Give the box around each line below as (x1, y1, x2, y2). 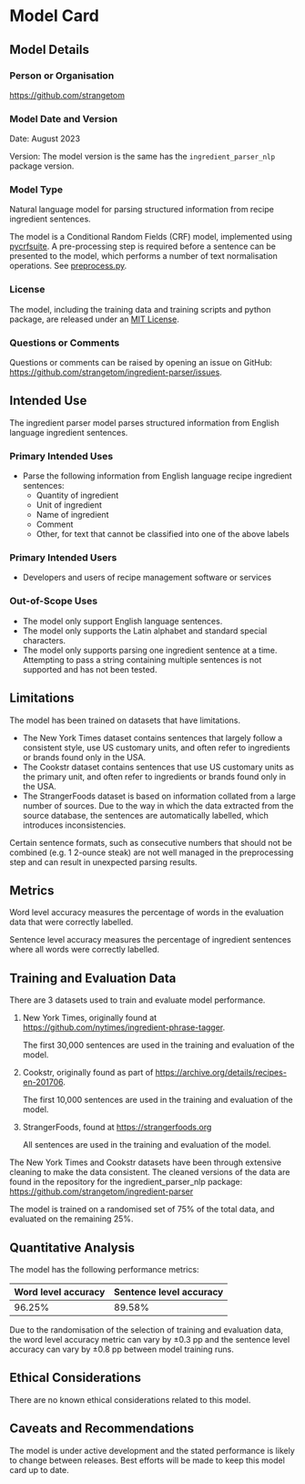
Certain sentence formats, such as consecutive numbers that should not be (9, 837, 293, 848)
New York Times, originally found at (22, 1013, 158, 1024)
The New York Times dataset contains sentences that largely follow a (22, 732, 283, 743)
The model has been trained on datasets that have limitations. (9, 715, 241, 726)
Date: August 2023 (9, 133, 80, 144)
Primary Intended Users (9, 551, 117, 564)
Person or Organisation (9, 69, 115, 82)
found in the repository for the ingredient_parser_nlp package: (9, 1177, 243, 1188)
